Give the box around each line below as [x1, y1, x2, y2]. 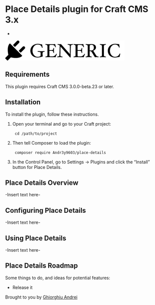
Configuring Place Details [5, 206, 86, 215]
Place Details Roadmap [5, 262, 78, 270]
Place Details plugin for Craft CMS [5, 3, 149, 15]
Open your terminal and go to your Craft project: [12, 121, 111, 127]
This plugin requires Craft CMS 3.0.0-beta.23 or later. [5, 83, 114, 89]
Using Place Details [5, 234, 67, 242]
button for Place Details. [12, 164, 62, 170]
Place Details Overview [5, 178, 78, 187]
